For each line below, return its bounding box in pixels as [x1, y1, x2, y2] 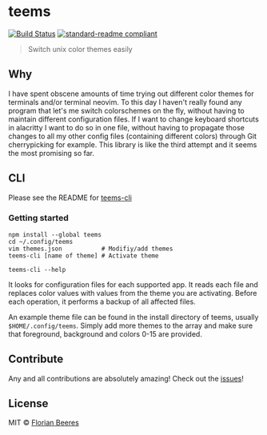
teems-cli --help [8, 265, 66, 273]
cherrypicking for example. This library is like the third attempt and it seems [8, 139, 257, 150]
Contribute [8, 353, 64, 366]
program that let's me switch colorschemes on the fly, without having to [8, 106, 245, 115]
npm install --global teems [8, 230, 102, 238]
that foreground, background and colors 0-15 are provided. [8, 329, 202, 338]
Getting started [8, 213, 70, 224]
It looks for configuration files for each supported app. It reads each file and [8, 279, 258, 289]
